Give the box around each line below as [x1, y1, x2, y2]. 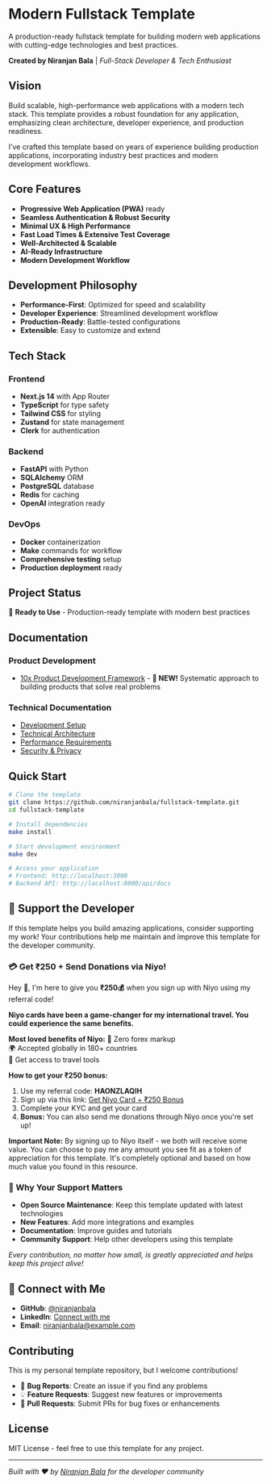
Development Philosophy [8, 278, 138, 292]
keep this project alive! [8, 1259, 84, 1269]
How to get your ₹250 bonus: [8, 1070, 108, 1081]
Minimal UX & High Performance [19, 221, 131, 231]
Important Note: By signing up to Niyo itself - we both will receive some [8, 1136, 248, 1146]
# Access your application [8, 865, 99, 873]
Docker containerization [19, 537, 101, 547]
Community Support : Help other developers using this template [19, 1235, 234, 1244]
